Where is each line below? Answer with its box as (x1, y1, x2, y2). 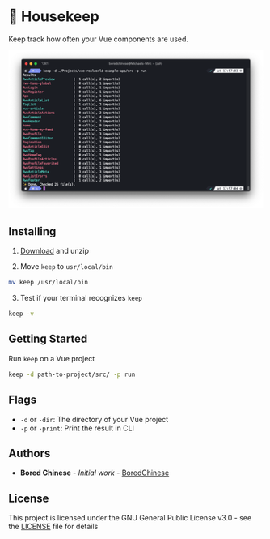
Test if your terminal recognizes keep (19, 293, 143, 303)
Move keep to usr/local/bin (19, 262, 113, 272)
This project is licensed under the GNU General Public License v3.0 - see (8, 513, 252, 523)
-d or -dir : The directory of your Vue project (19, 414, 169, 424)
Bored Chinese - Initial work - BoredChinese (19, 468, 170, 477)
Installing (8, 225, 57, 238)
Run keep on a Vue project (8, 353, 95, 363)
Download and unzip (19, 246, 89, 256)
